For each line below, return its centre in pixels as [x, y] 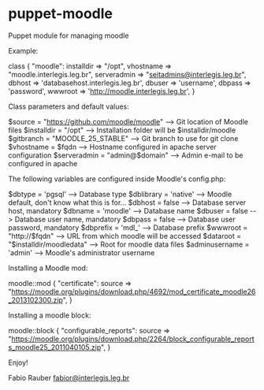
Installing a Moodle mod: [48, 268]
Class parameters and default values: [69, 106]
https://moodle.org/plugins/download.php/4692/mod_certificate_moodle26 [134, 292]
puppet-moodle [60, 14]
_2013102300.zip [35, 299]
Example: [23, 50]
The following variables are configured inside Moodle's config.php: [117, 179]
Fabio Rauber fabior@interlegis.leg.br [69, 377]
